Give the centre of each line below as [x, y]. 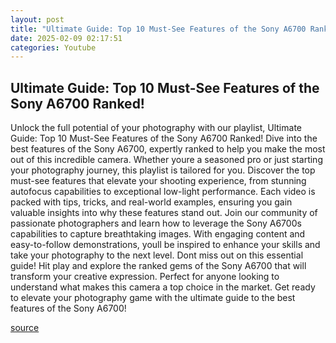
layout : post [37, 19]
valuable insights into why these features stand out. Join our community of [164, 213]
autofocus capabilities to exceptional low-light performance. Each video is [163, 192]
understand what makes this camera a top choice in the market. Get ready [163, 287]
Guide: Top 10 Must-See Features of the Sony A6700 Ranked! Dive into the [164, 138]
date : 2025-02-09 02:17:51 [66, 38]
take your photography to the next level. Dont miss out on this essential [157, 255]
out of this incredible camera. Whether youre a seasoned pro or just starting [166, 160]
